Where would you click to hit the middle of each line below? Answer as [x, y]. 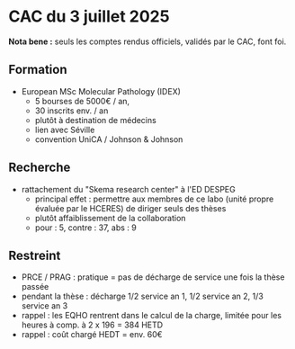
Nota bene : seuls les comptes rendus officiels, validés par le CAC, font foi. [147, 41]
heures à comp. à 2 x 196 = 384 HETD [92, 325]
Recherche [40, 168]
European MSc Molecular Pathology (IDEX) [101, 91]
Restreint [35, 255]
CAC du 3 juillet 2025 [89, 17]
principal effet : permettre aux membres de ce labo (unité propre [154, 199]
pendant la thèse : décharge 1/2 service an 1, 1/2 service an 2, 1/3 [143, 296]
